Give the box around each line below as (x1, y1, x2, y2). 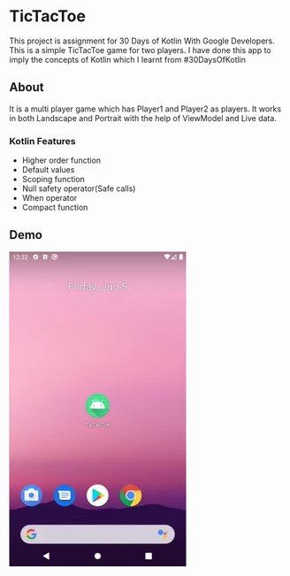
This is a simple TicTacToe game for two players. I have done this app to (9, 44, 271, 55)
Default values (21, 165, 75, 175)
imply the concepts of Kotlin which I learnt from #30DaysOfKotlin (9, 54, 246, 65)
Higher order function (21, 155, 102, 165)
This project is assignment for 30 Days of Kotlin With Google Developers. (9, 35, 276, 46)
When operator (21, 193, 78, 204)
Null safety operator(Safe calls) (21, 183, 136, 194)
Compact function (21, 202, 88, 213)
